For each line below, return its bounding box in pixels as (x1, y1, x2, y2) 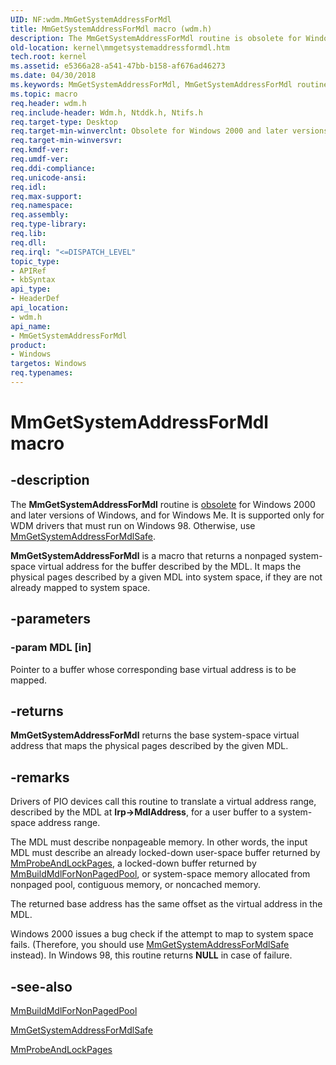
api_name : (10, 321, 52, 331)
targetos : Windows (10, 359, 87, 369)
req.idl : (10, 182, 47, 192)
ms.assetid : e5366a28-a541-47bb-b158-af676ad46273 (10, 61, 226, 71)
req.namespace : (10, 201, 74, 211)
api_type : (10, 284, 52, 295)
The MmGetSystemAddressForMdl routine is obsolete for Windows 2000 (10, 498, 316, 510)
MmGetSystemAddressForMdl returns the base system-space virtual (10, 729, 300, 741)
